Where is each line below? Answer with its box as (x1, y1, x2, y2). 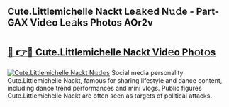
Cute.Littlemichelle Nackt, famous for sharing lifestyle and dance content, (7, 77, 223, 84)
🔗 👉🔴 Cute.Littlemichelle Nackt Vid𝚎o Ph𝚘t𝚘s (7, 46, 216, 58)
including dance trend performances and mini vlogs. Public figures (7, 84, 202, 92)
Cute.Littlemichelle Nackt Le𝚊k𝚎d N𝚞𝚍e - (7, 6, 194, 18)
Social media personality (111, 69, 184, 77)
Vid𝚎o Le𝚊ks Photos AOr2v (30, 17, 154, 29)
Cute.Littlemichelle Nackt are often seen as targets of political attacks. (7, 91, 213, 100)
